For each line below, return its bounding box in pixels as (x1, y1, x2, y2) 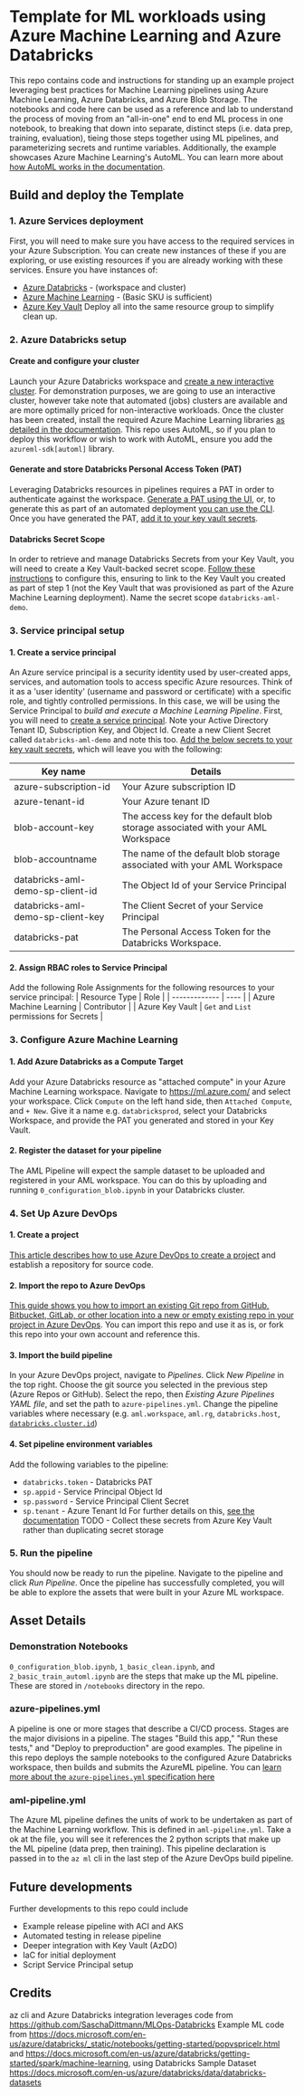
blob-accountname (14, 853, 98, 866)
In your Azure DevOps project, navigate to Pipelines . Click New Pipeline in (9, 1370, 285, 1381)
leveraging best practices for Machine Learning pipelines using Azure (9, 84, 269, 95)
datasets (9, 2076, 43, 2088)
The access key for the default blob (121, 810, 273, 823)
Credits (9, 1986, 52, 2001)
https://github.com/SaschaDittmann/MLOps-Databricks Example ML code (9, 2019, 285, 2030)
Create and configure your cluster (9, 356, 140, 367)
